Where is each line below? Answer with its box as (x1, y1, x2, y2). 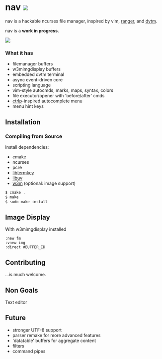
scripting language (12, 82, 51, 88)
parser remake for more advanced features (12, 332, 101, 338)
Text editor (5, 299, 27, 305)
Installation (5, 118, 41, 126)
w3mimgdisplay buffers (12, 66, 61, 72)
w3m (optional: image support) (12, 180, 76, 186)
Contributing (5, 258, 46, 267)
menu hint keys (12, 103, 44, 109)
